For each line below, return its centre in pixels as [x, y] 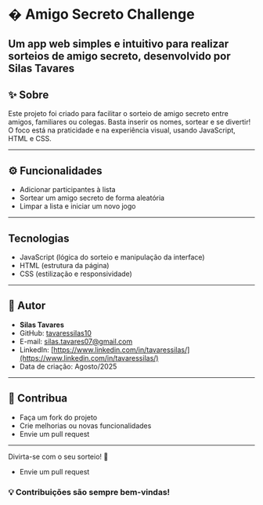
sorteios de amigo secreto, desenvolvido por [119, 56]
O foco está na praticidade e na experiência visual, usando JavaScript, [122, 130]
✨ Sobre [29, 94]
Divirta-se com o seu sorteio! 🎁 [58, 456]
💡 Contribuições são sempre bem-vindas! [89, 492]
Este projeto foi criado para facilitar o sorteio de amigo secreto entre [118, 114]
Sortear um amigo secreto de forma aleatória [92, 198]
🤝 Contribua [38, 399]
